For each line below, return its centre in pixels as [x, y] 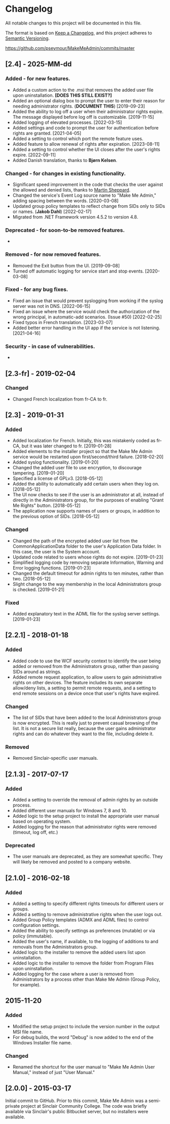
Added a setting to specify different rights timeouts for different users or [88, 904]
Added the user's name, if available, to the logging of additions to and [86, 942]
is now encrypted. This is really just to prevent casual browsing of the [85, 723]
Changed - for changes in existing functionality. [65, 173]
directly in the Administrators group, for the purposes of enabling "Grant [88, 500]
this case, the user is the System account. [56, 551]
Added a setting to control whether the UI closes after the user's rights [87, 149]
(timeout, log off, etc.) [35, 832]
